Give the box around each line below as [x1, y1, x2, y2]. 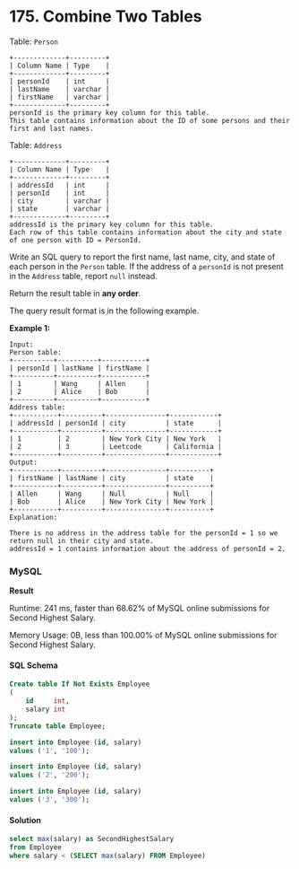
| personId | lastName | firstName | [9, 364, 150, 373]
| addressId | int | [9, 180, 110, 189]
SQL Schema [9, 660, 58, 671]
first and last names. [9, 124, 94, 133]
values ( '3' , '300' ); [9, 795, 90, 804]
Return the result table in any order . [9, 287, 141, 298]
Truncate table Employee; [9, 721, 106, 731]
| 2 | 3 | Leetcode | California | [9, 442, 222, 451]
